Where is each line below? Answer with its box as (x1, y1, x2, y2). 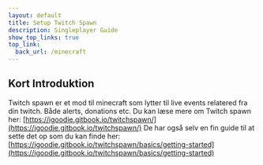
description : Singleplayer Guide (8, 26, 118, 34)
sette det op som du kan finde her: (8, 131, 121, 141)
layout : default (8, 11, 62, 20)
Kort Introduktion (8, 77, 95, 90)
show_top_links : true (8, 33, 80, 42)
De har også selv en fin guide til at (143, 123, 255, 132)
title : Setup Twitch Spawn (8, 19, 97, 27)
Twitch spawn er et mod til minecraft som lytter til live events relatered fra (8, 97, 248, 107)
